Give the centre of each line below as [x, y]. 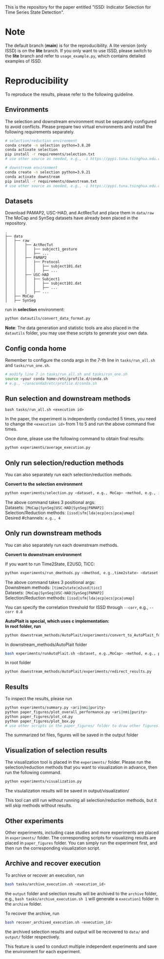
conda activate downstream [32, 177]
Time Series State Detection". [35, 12]
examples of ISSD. [23, 61]
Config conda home [36, 348]
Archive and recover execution [53, 864]
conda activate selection [31, 150]
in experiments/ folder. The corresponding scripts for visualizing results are [81, 837]
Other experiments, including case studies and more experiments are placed [82, 833]
